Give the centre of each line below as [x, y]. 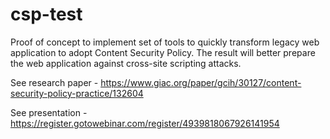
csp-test [46, 14]
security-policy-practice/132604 [77, 93]
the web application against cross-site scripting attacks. [126, 63]
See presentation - [49, 112]
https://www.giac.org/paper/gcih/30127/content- [201, 82]
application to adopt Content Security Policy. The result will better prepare [163, 52]
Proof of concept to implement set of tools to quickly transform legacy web [165, 42]
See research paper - [54, 82]
